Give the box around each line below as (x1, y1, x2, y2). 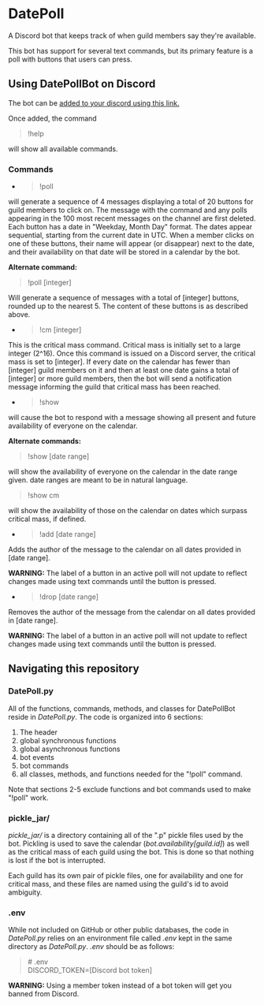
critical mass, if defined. (8, 514, 87, 524)
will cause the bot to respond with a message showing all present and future (8, 413, 256, 422)
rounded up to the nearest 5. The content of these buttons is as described (8, 301, 248, 311)
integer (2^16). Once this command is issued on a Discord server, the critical (8, 348, 256, 359)
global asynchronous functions (19, 744, 121, 754)
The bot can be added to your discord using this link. (8, 98, 180, 107)
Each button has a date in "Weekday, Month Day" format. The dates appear (8, 222, 253, 232)
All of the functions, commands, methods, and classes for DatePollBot (8, 703, 236, 713)
